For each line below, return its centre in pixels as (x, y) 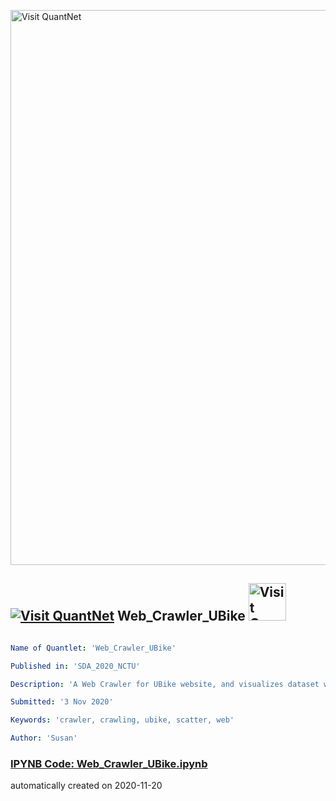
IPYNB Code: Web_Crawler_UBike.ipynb (109, 763)
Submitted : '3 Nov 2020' (62, 702)
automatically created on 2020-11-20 (86, 786)
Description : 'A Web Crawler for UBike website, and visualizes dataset (165, 684)
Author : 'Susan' (44, 738)
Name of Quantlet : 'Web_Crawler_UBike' (93, 648)
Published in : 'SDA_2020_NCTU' (75, 666)
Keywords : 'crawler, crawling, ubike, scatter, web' (122, 720)
